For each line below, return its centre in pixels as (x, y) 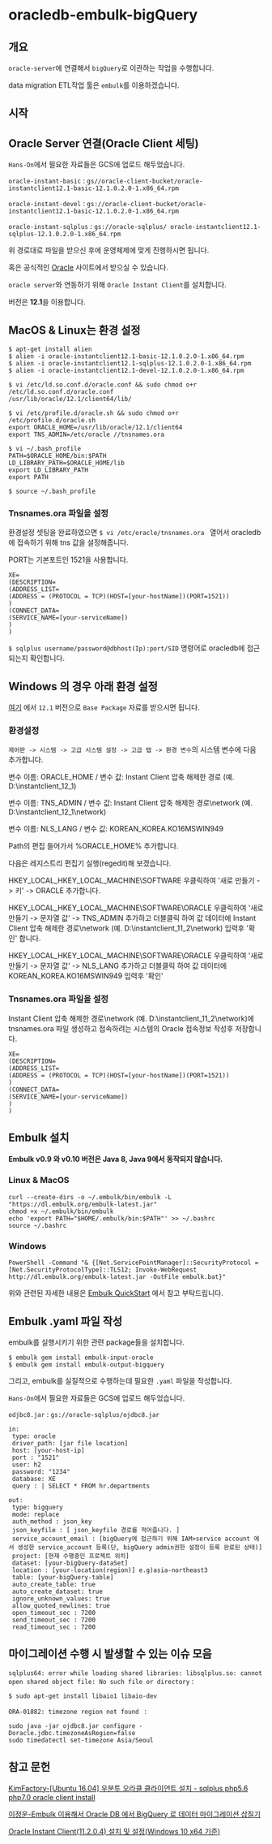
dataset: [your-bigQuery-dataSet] (70, 1563)
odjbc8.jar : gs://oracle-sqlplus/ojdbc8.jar (84, 1414)
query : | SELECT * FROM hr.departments (81, 1486)
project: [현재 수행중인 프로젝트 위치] (70, 1556)
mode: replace (36, 1514)
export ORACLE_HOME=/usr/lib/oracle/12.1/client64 (96, 428)
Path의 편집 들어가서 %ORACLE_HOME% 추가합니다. (93, 846)
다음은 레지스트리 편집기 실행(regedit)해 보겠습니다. (90, 863)
